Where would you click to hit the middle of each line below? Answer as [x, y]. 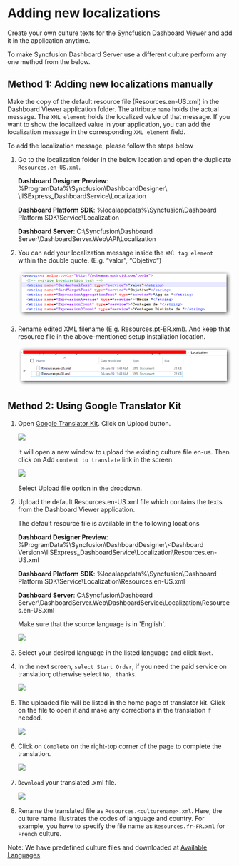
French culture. [40, 833]
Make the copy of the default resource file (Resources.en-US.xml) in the [113, 101]
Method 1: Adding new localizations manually [110, 85]
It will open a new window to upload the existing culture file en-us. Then [123, 452]
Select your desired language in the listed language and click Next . [116, 652]
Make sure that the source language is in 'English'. [92, 624]
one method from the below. [49, 61]
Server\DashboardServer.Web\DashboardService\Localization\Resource [124, 602]
